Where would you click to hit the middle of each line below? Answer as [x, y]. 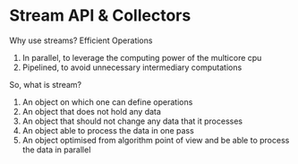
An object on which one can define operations [107, 102]
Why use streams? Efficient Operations [81, 40]
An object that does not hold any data [91, 111]
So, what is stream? [46, 84]
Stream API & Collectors [100, 16]
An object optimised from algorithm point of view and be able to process [156, 140]
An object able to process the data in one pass [108, 130]
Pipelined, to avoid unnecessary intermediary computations [132, 67]
